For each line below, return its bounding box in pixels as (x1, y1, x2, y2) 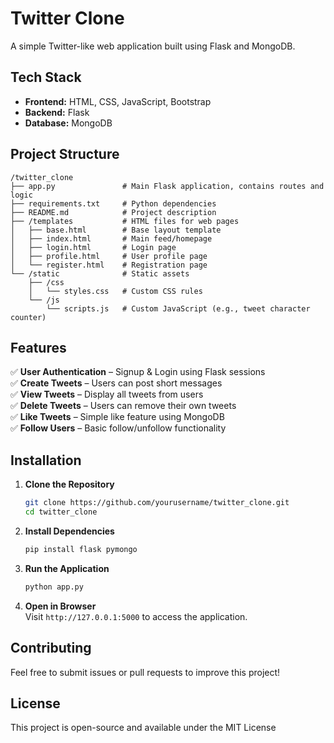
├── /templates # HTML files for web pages (10, 216, 240, 226)
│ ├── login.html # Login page (10, 242, 177, 252)
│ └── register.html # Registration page (10, 260, 208, 270)
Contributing (10, 640, 92, 657)
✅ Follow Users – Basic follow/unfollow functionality (10, 422, 227, 434)
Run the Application (24, 562, 110, 574)
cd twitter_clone (24, 507, 98, 517)
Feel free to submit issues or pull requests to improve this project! (10, 666, 281, 678)
